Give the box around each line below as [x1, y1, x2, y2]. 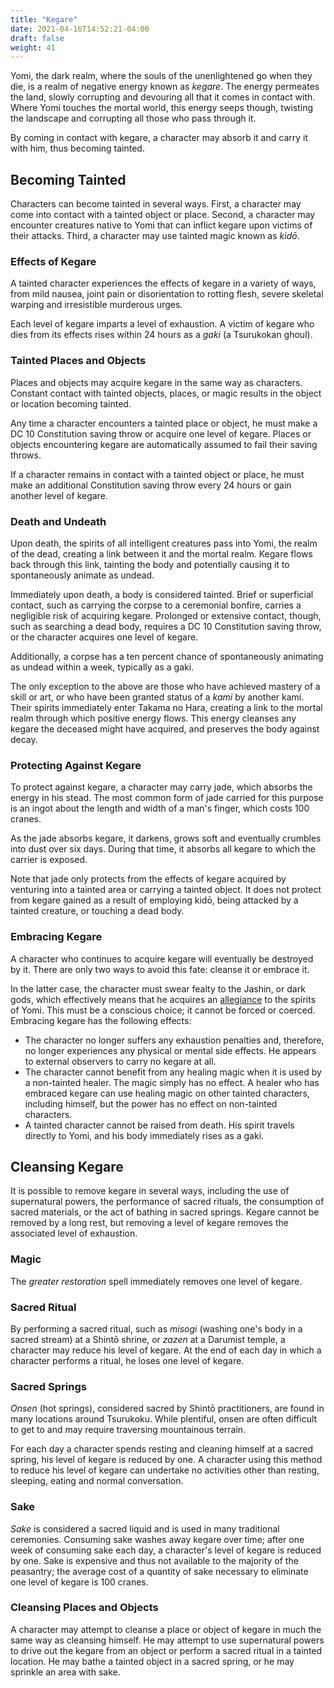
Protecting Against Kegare [10, 758, 142, 772]
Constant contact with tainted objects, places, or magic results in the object [10, 387, 322, 399]
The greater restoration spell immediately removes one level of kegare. [10, 1275, 303, 1287]
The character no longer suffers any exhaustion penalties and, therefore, [24, 1034, 325, 1046]
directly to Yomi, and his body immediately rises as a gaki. [24, 1129, 265, 1141]
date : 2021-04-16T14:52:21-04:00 [10, 24, 150, 34]
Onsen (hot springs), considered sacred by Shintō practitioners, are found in [10, 1402, 325, 1415]
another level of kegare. [10, 489, 108, 501]
